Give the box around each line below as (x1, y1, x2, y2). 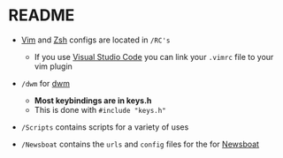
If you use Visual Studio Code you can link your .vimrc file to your (34, 51, 274, 62)
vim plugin (34, 61, 73, 71)
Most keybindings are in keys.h (34, 94, 152, 106)
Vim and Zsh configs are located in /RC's (20, 34, 171, 45)
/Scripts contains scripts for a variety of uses (20, 121, 189, 132)
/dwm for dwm (20, 78, 71, 88)
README (8, 5, 75, 26)
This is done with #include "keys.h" (34, 104, 167, 115)
